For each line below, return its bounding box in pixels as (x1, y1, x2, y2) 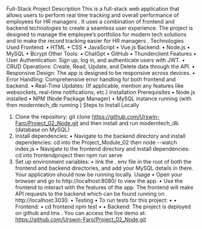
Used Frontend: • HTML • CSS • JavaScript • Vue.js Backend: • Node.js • (6, 44, 191, 51)
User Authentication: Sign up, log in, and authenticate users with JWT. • (6, 57, 185, 63)
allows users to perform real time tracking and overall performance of (6, 11, 179, 19)
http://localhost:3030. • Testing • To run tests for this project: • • (14, 196, 177, 204)
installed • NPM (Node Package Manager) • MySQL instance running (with (6, 95, 192, 102)
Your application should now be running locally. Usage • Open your (14, 171, 183, 178)
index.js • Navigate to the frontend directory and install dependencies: (14, 145, 190, 152)
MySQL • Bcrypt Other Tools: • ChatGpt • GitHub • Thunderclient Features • (6, 50, 197, 57)
